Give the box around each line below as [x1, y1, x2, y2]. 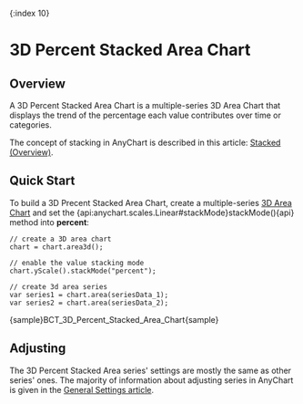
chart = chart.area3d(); [9, 242, 104, 252]
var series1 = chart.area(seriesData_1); [9, 290, 169, 299]
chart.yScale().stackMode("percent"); [9, 266, 157, 275]
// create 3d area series [9, 282, 107, 291]
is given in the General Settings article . [9, 384, 155, 395]
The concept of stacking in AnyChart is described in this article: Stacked [9, 137, 281, 148]
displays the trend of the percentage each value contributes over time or [9, 109, 282, 120]
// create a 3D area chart [9, 234, 112, 243]
